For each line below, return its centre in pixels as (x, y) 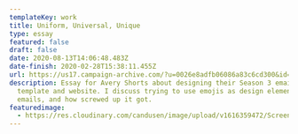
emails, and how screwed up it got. (85, 99)
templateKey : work (43, 17)
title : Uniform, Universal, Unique (75, 26)
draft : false (33, 50)
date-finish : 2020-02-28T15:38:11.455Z (83, 67)
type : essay (31, 33)
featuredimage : (37, 108)
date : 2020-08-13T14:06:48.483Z (69, 58)
